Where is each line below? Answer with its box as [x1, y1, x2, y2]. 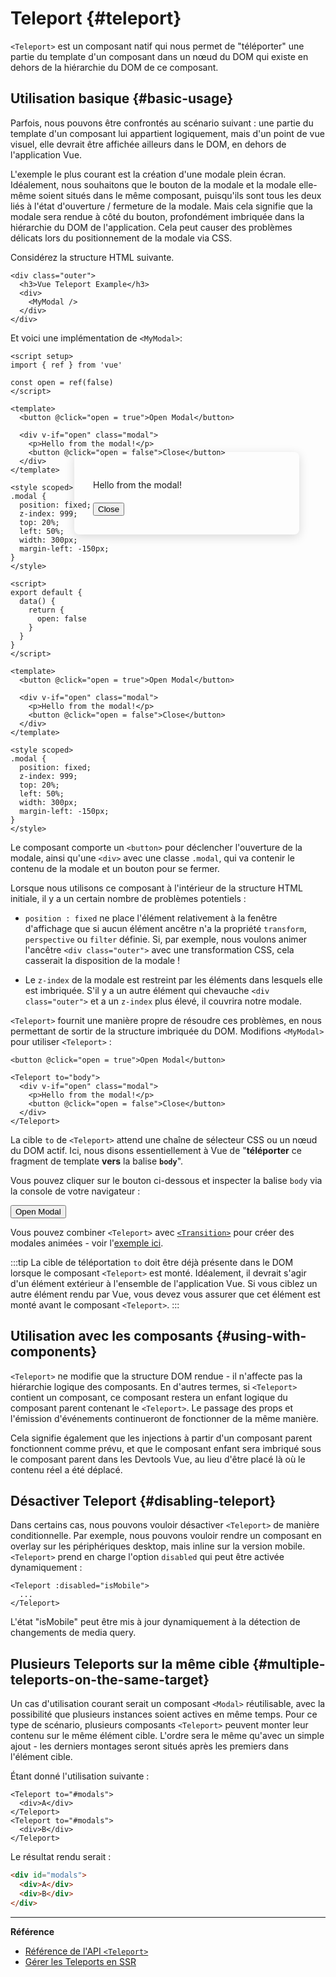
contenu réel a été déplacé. [10, 1463, 123, 1476]
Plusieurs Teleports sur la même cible [10, 1655, 250, 1672]
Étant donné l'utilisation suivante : [10, 1770, 150, 1782]
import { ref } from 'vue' [10, 360, 123, 370]
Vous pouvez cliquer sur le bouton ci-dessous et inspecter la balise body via [10, 1174, 323, 1186]
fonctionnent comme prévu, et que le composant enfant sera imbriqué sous [10, 1442, 322, 1454]
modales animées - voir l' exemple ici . [10, 1237, 164, 1249]
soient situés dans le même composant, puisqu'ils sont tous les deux [38, 189, 322, 201]
